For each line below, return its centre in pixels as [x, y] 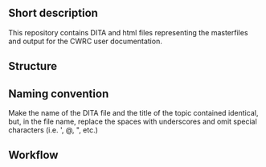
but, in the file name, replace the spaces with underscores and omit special [133, 122]
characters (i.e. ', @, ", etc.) [53, 130]
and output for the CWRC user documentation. [85, 41]
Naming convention [59, 94]
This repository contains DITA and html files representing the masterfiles [128, 32]
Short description [53, 13]
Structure [33, 66]
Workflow [33, 155]
